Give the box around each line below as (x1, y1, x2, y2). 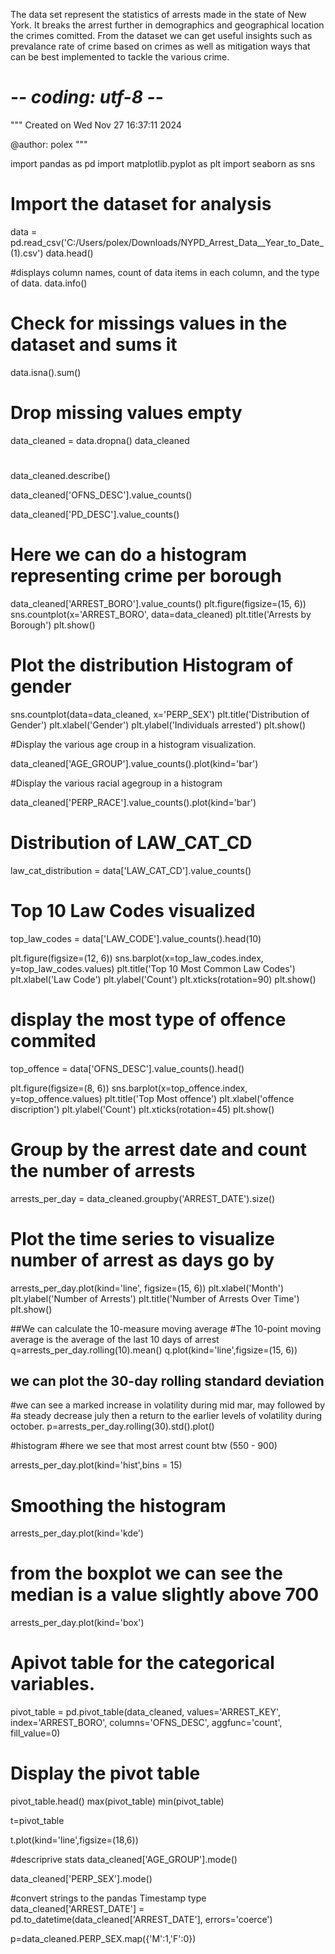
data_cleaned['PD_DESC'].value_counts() (10, 508, 180, 520)
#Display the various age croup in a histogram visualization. (10, 738, 257, 750)
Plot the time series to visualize (10, 1227, 275, 1250)
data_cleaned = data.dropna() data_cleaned (10, 434, 190, 446)
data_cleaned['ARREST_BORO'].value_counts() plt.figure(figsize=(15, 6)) (10, 597, 307, 609)
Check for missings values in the (10, 312, 288, 335)
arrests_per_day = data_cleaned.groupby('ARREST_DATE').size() (10, 1192, 276, 1204)
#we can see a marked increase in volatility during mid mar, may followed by (10, 1399, 326, 1411)
